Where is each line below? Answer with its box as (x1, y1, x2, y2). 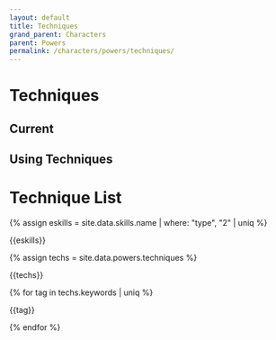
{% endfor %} (9, 322, 61, 333)
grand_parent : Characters (9, 30, 106, 39)
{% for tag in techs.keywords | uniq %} (9, 287, 154, 298)
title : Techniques (9, 22, 78, 31)
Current (9, 121, 54, 136)
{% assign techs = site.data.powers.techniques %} (9, 253, 198, 264)
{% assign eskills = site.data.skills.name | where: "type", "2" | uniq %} (9, 218, 268, 228)
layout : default (9, 13, 70, 22)
